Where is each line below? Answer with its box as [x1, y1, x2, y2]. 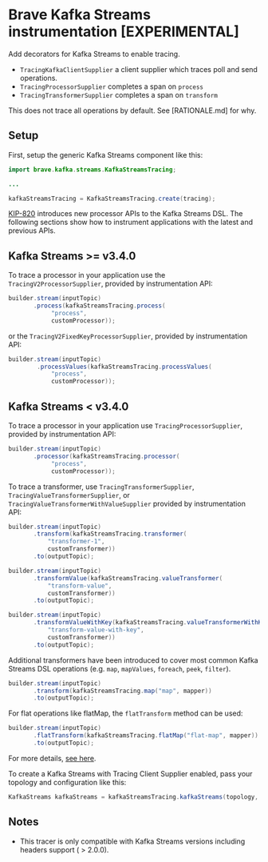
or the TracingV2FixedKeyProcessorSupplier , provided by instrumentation [8, 331, 248, 341]
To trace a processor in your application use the [8, 271, 166, 280]
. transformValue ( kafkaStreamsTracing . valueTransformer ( [33, 574, 223, 582]
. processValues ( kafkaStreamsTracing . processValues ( [37, 363, 213, 371]
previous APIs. [8, 226, 56, 235]
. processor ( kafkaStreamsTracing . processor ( [33, 452, 180, 460]
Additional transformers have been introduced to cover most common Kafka [8, 655, 258, 665]
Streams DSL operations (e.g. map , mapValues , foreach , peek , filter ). [8, 664, 231, 673]
